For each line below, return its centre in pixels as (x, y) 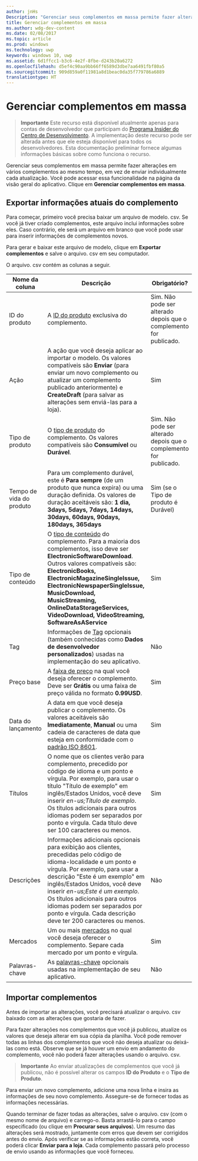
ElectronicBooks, (72, 570)
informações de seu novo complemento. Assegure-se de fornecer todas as (97, 1096)
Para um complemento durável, (91, 473)
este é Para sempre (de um (85, 480)
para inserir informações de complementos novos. (67, 236)
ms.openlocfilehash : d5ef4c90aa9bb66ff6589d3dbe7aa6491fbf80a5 (85, 66)
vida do (19, 499)
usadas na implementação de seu (94, 969)
